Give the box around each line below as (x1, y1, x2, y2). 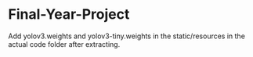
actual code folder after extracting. (8, 39, 121, 48)
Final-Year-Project (8, 5, 130, 23)
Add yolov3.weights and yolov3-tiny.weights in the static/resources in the (8, 31, 245, 41)
